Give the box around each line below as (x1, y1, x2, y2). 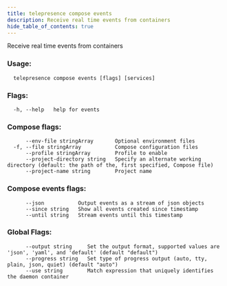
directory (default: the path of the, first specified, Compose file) (7, 162, 214, 169)
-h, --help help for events (13, 106, 100, 113)
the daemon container (7, 273, 69, 280)
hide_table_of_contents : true (7, 23, 94, 30)
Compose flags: (7, 122, 62, 132)
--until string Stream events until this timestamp (25, 212, 184, 218)
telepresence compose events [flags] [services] (13, 74, 155, 81)
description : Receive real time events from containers (7, 17, 171, 23)
